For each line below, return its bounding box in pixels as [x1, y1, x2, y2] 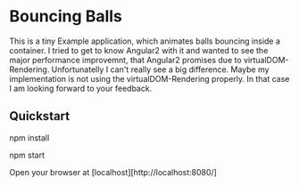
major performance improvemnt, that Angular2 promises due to [9, 54, 243, 65]
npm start [9, 150, 46, 160]
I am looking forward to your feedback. [9, 83, 153, 93]
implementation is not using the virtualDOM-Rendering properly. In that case [9, 73, 290, 84]
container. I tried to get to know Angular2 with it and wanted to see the [9, 44, 269, 55]
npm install [9, 132, 50, 143]
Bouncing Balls [9, 6, 123, 27]
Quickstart [9, 109, 71, 124]
